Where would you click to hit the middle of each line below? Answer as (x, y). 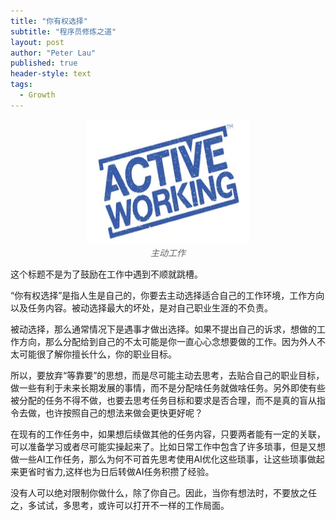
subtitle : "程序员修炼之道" (63, 31)
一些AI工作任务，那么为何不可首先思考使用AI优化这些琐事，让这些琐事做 (167, 459)
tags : (21, 85)
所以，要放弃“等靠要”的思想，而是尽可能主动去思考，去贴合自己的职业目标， (167, 375)
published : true (44, 63)
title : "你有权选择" (49, 21)
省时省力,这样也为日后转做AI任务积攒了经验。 (121, 471)
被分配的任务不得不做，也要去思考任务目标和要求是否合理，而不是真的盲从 (163, 400)
